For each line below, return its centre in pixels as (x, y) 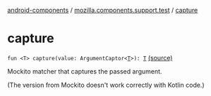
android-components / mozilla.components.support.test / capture (103, 10)
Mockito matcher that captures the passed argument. (85, 71)
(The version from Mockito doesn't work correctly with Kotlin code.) (106, 85)
